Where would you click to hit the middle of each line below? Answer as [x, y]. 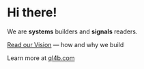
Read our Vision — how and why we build [66, 44]
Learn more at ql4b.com [41, 58]
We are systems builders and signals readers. [72, 31]
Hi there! [32, 13]
